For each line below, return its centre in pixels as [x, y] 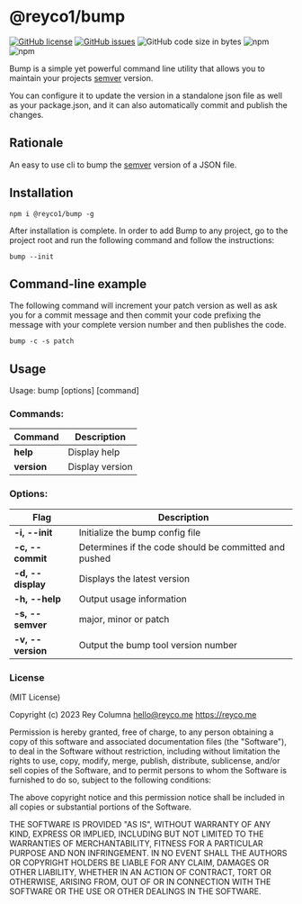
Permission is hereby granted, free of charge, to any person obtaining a [142, 732]
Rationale [36, 143]
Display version [100, 467]
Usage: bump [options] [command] [74, 391]
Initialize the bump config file [140, 532]
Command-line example [78, 284]
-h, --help [37, 599]
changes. [27, 114]
